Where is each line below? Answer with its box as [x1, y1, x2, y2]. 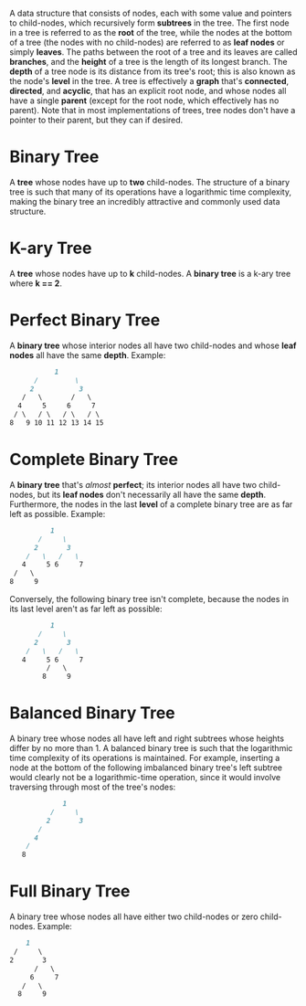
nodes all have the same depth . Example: [9, 349, 166, 360]
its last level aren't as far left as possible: [9, 603, 163, 614]
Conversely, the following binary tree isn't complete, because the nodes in [9, 594, 290, 604]
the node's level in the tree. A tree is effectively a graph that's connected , [9, 76, 290, 86]
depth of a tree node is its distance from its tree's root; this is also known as [9, 66, 296, 77]
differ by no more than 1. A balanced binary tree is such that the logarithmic [9, 743, 293, 754]
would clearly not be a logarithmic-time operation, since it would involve [9, 772, 281, 783]
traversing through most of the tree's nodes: [9, 781, 176, 793]
